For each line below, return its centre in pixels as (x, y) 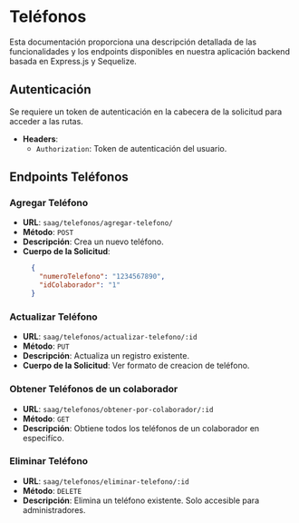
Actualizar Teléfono (53, 317)
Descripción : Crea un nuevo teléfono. (93, 242)
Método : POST (48, 232)
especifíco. (43, 438)
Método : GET (46, 419)
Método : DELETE (52, 490)
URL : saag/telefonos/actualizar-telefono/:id (110, 337)
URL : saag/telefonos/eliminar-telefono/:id (106, 481)
